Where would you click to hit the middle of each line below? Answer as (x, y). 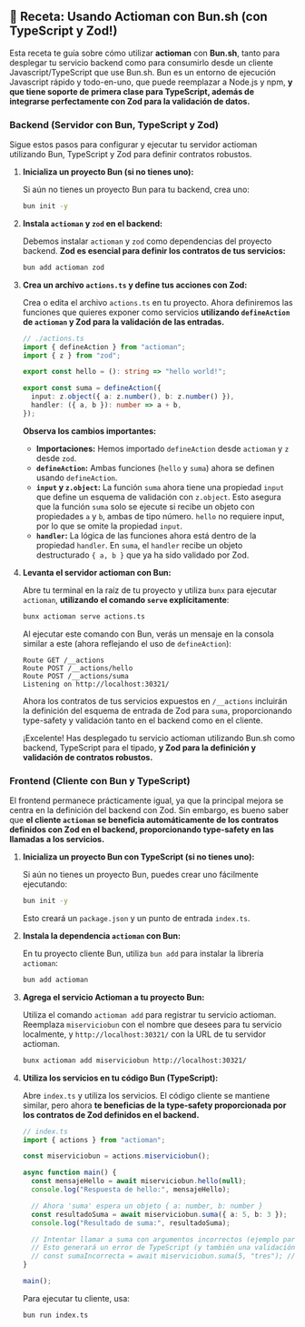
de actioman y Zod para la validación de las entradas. (123, 322)
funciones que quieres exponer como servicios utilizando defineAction (156, 312)
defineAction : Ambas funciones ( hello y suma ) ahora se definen (155, 467)
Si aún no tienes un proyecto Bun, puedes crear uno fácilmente (140, 875)
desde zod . (56, 458)
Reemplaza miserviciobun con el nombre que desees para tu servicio (152, 1024)
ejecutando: (45, 884)
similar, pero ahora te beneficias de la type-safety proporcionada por (154, 1105)
